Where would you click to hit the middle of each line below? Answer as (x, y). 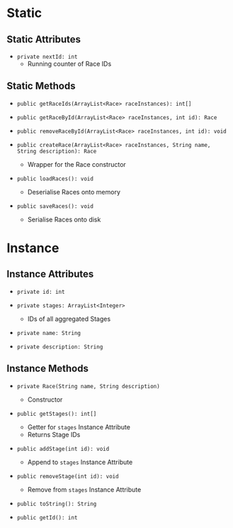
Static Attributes (44, 39)
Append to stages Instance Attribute (80, 462)
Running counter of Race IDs (69, 64)
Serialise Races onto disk (64, 219)
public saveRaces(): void (55, 206)
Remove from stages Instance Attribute (84, 489)
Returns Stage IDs (54, 434)
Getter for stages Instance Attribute (79, 427)
